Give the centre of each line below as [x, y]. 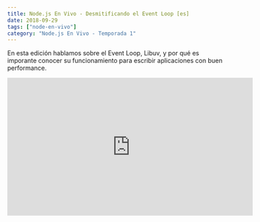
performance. [27, 68]
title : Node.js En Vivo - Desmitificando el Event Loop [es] [98, 14]
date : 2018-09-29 [33, 20]
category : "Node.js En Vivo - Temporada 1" [72, 33]
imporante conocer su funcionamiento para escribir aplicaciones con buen [115, 61]
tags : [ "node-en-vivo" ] [42, 27]
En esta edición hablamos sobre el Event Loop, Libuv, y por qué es [103, 53]
